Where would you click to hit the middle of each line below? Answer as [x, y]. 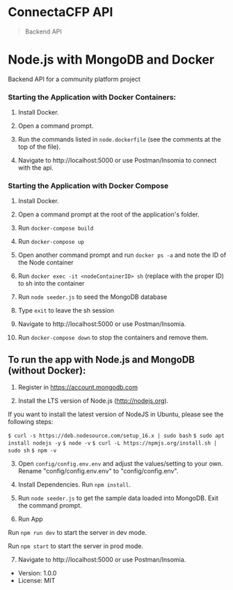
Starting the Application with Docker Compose [88, 186]
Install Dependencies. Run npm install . [74, 485]
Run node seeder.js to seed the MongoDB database [93, 297]
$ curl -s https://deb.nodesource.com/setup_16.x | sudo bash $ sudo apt [116, 436]
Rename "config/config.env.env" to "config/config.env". [98, 471]
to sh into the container [51, 283]
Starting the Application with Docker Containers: [92, 97]
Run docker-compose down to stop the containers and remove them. [113, 338]
